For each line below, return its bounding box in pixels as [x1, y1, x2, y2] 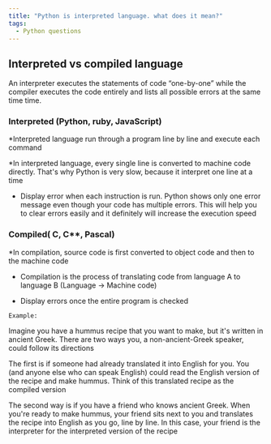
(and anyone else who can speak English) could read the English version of [8, 367, 260, 377]
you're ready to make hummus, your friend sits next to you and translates [8, 408, 254, 418]
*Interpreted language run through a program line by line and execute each [8, 134, 260, 144]
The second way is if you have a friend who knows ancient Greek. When [8, 400, 251, 410]
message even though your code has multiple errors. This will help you [19, 200, 257, 210]
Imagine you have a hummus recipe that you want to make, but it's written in [8, 326, 264, 335]
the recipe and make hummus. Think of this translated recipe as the [8, 376, 234, 386]
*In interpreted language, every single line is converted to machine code [8, 159, 252, 169]
